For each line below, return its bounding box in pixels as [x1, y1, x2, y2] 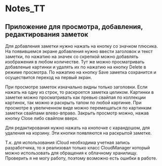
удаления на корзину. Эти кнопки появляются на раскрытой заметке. [5, 130, 152, 136]
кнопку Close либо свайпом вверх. [5, 115, 79, 121]
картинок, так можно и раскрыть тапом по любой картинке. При [5, 100, 142, 106]
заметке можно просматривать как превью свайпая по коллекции [5, 94, 146, 100]
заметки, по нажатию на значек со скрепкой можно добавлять [5, 54, 139, 59]
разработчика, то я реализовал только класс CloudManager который [5, 145, 150, 150]
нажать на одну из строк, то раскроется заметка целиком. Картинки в [5, 89, 154, 95]
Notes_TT [5, 3, 45, 14]
